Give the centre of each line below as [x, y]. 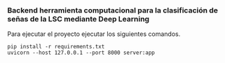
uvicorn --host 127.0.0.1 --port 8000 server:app [81, 53]
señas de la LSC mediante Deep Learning [78, 19]
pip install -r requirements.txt [56, 47]
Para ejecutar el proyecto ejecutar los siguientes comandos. [94, 34]
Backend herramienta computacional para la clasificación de [113, 10]
